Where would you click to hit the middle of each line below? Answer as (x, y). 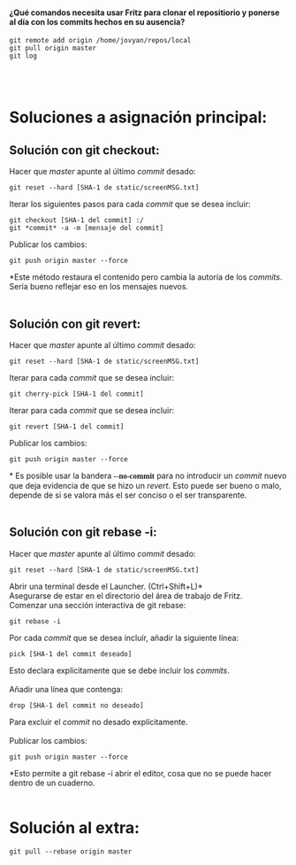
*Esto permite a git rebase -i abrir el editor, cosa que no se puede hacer (140, 773)
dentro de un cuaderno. (52, 783)
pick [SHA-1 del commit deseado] (71, 654)
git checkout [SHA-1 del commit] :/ (76, 220)
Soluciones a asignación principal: (138, 117)
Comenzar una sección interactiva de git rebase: (98, 605)
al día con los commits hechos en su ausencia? (97, 21)
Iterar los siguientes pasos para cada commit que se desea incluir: (130, 205)
